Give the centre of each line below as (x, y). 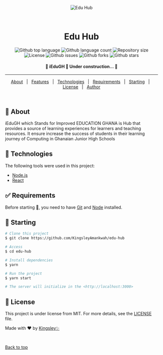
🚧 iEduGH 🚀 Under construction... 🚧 (81, 66)
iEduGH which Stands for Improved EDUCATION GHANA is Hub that (73, 123)
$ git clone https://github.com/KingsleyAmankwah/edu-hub (65, 238)
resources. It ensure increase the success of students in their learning (75, 134)
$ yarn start (18, 278)
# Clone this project (27, 234)
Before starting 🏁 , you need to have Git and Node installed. (64, 207)
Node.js (20, 175)
